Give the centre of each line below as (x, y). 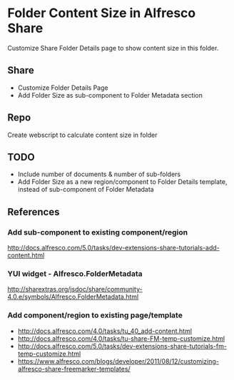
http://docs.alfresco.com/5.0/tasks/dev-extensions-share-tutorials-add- (113, 248)
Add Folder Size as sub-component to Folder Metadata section (110, 95)
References (34, 212)
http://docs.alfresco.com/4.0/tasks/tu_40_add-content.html (105, 331)
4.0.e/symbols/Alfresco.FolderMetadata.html (73, 297)
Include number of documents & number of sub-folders (99, 174)
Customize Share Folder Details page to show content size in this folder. (113, 48)
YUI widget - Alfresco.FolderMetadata (75, 274)
